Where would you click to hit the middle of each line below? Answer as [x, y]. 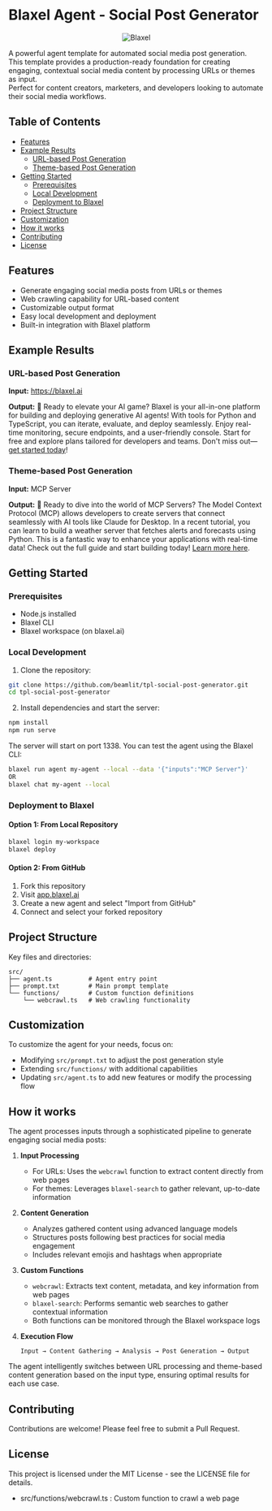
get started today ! [38, 450]
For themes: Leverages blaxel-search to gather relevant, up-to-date [146, 1188]
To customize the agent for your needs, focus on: [91, 1045]
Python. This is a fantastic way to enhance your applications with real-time [133, 539]
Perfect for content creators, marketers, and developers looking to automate [136, 88]
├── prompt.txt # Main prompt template [89, 986]
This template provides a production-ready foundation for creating [119, 62]
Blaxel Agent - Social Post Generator [134, 15]
